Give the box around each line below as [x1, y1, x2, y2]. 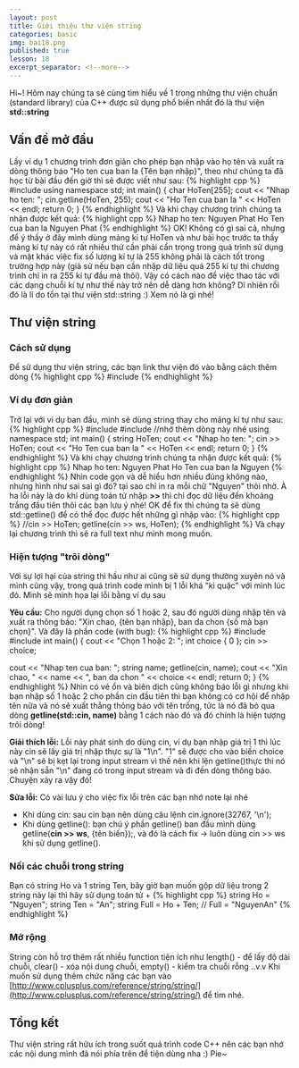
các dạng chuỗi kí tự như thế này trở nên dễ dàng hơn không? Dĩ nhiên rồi [9, 279, 279, 290]
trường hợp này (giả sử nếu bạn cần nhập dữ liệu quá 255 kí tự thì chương [9, 260, 279, 271]
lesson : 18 [9, 55, 50, 63]
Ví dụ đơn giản [9, 394, 73, 407]
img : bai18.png [9, 38, 66, 47]
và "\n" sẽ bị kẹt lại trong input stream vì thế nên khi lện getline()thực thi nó [9, 755, 286, 766]
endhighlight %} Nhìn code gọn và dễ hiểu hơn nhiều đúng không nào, [9, 471, 268, 482]
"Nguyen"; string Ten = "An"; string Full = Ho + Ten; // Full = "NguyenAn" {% [9, 899, 291, 910]
